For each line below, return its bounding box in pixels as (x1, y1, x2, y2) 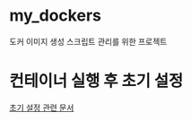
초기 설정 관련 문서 (9, 102, 74, 113)
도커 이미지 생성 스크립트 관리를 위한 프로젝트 (9, 36, 168, 47)
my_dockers (9, 5, 101, 26)
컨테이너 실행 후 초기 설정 (9, 71, 184, 91)
